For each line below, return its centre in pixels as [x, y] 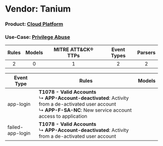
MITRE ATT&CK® [73, 49]
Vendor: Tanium [38, 9]
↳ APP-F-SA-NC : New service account [85, 110]
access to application [63, 116]
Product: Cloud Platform [34, 24]
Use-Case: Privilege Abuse [38, 37]
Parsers [147, 53]
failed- [15, 127]
